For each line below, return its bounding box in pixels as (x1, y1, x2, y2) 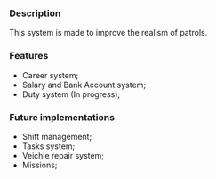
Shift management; (21, 131, 92, 142)
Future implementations (9, 110, 116, 123)
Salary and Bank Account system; (21, 79, 147, 90)
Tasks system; (21, 141, 76, 151)
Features (9, 50, 49, 62)
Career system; (21, 69, 79, 80)
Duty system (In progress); (21, 88, 121, 100)
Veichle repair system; (21, 150, 105, 160)
